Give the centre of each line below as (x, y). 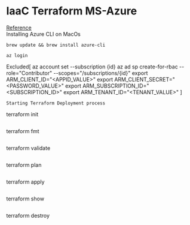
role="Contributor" (29, 73)
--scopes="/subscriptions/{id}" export (101, 73)
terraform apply (25, 182)
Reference (19, 28)
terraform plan (24, 165)
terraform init (22, 114)
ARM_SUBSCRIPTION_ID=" (116, 86)
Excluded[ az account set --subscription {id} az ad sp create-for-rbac (92, 67)
